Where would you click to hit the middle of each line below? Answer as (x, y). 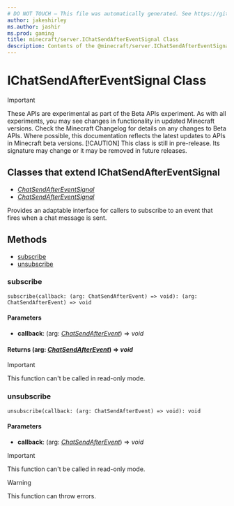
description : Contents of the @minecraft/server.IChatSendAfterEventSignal (119, 46)
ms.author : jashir (34, 27)
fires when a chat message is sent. (57, 218)
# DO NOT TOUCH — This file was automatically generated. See (99, 14)
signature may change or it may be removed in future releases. (97, 150)
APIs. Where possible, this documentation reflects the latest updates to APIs (117, 135)
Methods (27, 240)
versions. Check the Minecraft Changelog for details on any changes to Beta (117, 128)
